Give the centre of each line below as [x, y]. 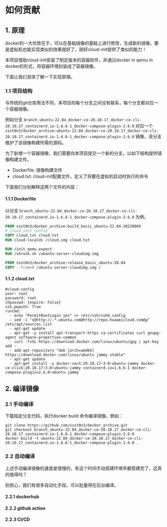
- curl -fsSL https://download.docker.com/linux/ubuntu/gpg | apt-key [84, 342]
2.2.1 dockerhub [22, 497]
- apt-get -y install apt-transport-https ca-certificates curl [78, 333]
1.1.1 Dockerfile [21, 199]
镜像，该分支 [149, 136]
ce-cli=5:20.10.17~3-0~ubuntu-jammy [43, 368]
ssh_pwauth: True [23, 307]
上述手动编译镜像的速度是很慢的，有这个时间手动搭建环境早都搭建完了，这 [81, 468]
